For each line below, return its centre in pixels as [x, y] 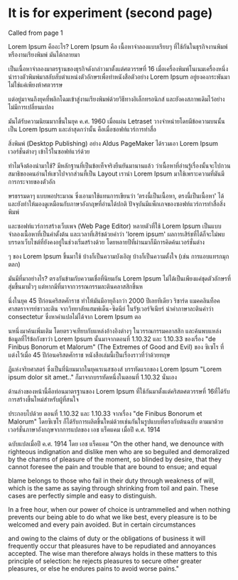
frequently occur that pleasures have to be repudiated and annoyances [112, 546]
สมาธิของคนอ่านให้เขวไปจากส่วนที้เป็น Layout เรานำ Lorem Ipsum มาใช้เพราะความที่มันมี [116, 173]
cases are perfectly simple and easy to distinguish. [82, 495]
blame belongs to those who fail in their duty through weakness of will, [112, 480]
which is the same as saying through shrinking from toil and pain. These [113, 488]
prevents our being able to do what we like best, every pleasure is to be [113, 517]
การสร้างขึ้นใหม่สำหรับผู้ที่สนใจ [43, 399]
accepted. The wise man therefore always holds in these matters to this [113, 553]
